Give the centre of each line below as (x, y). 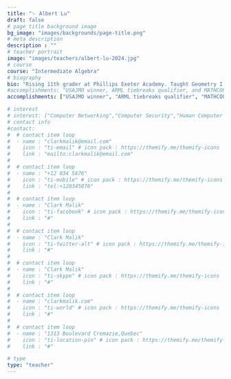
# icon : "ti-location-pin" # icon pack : (73, 340)
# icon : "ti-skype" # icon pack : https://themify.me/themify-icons (113, 276)
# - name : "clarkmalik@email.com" (59, 141)
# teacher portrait (35, 52)
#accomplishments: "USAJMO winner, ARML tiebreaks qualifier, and (104, 90)
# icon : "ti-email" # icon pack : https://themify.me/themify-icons (113, 148)
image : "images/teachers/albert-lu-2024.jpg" (73, 59)
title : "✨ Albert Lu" (38, 13)
